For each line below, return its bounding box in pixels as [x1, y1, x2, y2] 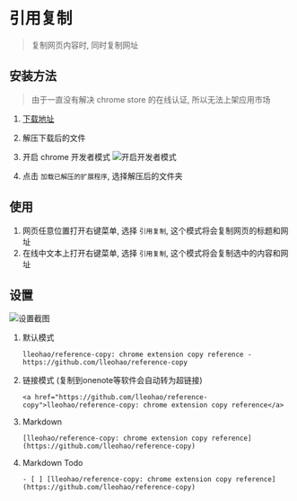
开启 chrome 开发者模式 [22, 151, 110, 162]
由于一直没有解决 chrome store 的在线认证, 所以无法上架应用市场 [31, 94, 271, 104]
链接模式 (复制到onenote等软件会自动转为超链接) [22, 375, 204, 386]
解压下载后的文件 [22, 132, 86, 143]
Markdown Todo [22, 458, 83, 469]
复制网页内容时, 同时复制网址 [31, 40, 139, 50]
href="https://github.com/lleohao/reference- [34, 393, 208, 402]
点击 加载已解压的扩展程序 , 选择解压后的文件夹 [22, 170, 183, 181]
